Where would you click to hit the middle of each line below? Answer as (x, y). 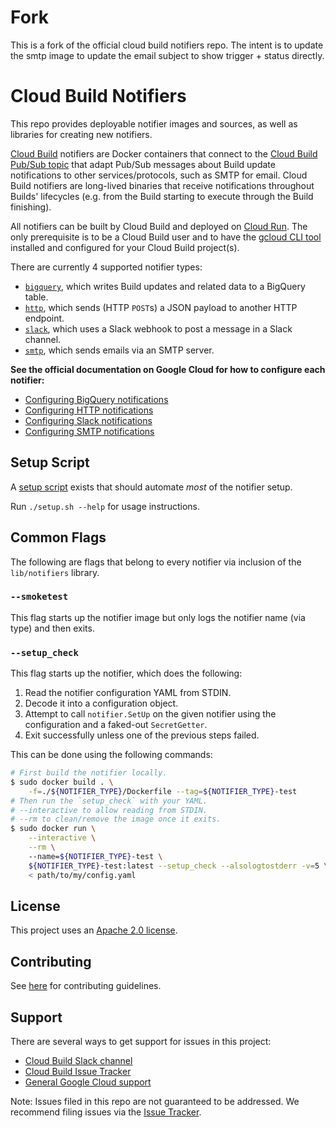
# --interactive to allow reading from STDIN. (109, 810)
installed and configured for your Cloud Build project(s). (125, 247)
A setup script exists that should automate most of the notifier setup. (151, 487)
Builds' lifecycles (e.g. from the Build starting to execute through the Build (162, 196)
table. (36, 297)
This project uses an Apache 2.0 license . (94, 930)
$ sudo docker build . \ (62, 782)
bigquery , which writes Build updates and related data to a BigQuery (165, 286)
